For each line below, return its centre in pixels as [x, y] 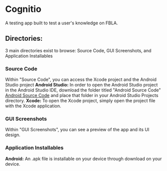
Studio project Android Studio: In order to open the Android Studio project [82, 85]
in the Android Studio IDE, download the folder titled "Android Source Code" [83, 90]
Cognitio [23, 9]
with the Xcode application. [33, 106]
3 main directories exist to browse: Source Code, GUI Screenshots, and [78, 50]
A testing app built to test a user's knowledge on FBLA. [62, 23]
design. [13, 135]
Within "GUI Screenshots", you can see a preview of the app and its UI [77, 130]
